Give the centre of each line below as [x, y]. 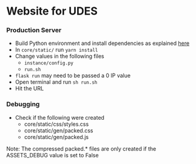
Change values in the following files [59, 56]
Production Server [34, 30]
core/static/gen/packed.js [56, 137]
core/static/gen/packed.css [59, 130]
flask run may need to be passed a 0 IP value [73, 76]
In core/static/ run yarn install [56, 50]
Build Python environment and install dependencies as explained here [102, 43]
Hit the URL [29, 89]
